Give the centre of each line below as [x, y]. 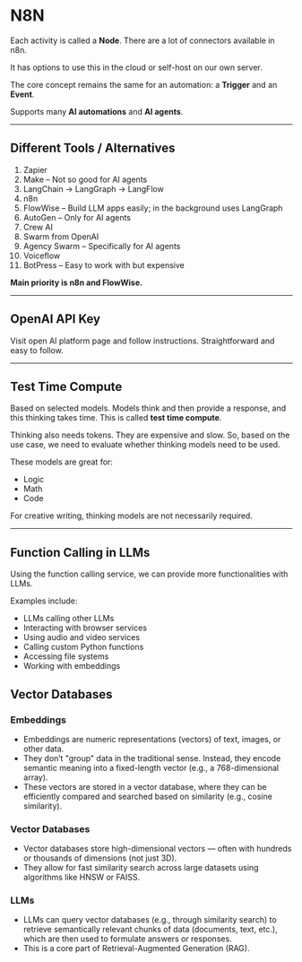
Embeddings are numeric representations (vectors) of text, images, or [152, 739]
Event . [22, 94]
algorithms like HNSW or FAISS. [82, 877]
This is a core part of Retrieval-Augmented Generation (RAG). [136, 949]
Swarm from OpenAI [61, 236]
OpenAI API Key [56, 319]
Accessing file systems [66, 656]
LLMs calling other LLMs [69, 619]
